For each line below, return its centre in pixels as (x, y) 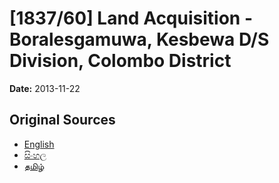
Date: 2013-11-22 (45, 88)
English (39, 144)
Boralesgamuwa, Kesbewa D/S (139, 39)
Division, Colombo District (120, 61)
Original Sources (62, 120)
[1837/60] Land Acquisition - (131, 18)
